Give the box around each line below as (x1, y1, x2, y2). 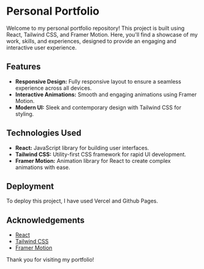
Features (6, 62, 41, 72)
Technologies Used (6, 128, 81, 138)
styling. (15, 110, 34, 117)
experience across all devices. (15, 84, 92, 91)
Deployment (6, 181, 54, 192)
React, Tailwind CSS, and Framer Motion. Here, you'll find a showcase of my (6, 30, 198, 38)
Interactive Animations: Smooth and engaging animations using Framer (15, 90, 197, 98)
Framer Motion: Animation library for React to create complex (15, 157, 171, 164)
